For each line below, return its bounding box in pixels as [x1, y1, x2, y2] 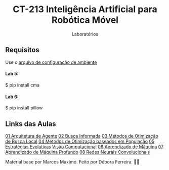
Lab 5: [5, 71, 19, 77]
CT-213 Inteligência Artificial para [12, 4, 158, 15]
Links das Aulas [5, 119, 57, 128]
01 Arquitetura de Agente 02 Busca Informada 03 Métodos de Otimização [5, 133, 158, 139]
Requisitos [5, 46, 39, 54]
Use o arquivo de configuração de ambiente [5, 59, 97, 65]
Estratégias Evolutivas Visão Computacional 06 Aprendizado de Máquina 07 [5, 143, 164, 150]
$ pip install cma [5, 82, 39, 88]
